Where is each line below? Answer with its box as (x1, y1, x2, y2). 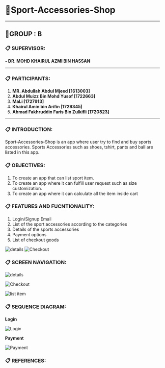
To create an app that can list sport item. (12, 175, 94, 181)
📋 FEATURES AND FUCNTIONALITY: (5, 203, 95, 210)
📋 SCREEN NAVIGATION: (5, 259, 67, 266)
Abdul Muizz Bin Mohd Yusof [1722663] (12, 93, 96, 99)
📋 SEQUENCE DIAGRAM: (5, 303, 66, 310)
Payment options (12, 231, 47, 237)
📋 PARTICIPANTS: (5, 75, 51, 82)
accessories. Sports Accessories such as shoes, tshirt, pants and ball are (5, 144, 153, 150)
